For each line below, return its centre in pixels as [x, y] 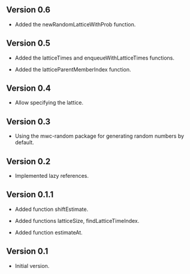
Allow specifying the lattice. [49, 103]
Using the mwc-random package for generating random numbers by [99, 136]
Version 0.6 [28, 10]
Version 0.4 [28, 89]
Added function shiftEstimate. [52, 209]
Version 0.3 [28, 122]
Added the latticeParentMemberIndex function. [73, 69]
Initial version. [32, 266]
